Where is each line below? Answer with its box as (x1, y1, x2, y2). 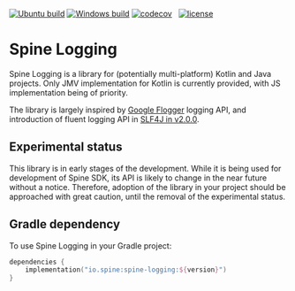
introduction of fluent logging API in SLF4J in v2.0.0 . (9, 113, 200, 124)
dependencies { (9, 257, 65, 266)
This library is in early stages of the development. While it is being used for (9, 163, 282, 173)
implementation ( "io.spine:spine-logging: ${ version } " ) (25, 265, 227, 274)
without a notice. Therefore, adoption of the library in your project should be (9, 181, 286, 192)
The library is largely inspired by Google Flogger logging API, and (9, 104, 247, 115)
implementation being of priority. (9, 87, 128, 97)
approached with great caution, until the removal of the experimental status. (9, 191, 285, 202)
